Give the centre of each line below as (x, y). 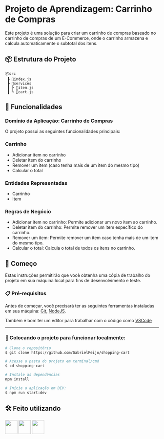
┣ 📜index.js (19, 79)
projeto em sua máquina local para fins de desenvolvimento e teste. (73, 281)
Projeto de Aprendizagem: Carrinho (79, 9)
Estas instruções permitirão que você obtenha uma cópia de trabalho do (78, 275)
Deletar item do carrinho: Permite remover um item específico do (77, 227)
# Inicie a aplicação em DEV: (36, 388)
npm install (17, 379)
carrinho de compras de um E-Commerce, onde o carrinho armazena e (77, 38)
